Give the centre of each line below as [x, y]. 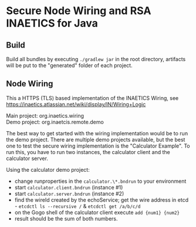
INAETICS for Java [52, 23]
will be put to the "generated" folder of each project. [70, 65]
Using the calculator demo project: [48, 169]
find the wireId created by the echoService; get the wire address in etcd [102, 200]
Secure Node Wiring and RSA [79, 11]
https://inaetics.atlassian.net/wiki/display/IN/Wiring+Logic [76, 104]
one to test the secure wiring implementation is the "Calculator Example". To [98, 146]
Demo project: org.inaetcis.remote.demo [55, 122]
